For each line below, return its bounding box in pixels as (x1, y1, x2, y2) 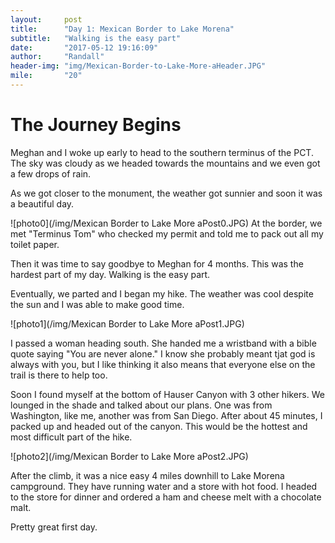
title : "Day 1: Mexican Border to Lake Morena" (10, 24, 235, 34)
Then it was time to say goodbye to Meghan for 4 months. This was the (10, 257, 304, 270)
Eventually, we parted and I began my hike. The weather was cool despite (10, 287, 314, 300)
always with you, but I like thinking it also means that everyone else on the (10, 358, 316, 370)
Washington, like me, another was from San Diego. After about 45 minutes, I (10, 409, 323, 421)
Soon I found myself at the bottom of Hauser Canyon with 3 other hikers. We (10, 388, 325, 400)
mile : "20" (10, 71, 83, 81)
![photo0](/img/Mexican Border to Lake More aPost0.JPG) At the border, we (10, 217, 323, 229)
